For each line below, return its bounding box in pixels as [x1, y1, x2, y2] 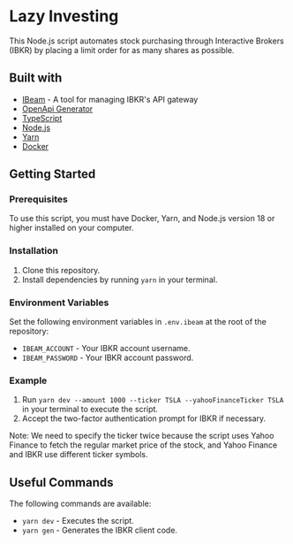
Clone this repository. [21, 264, 101, 275]
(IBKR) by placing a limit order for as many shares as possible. [9, 44, 235, 55]
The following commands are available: [9, 498, 152, 510]
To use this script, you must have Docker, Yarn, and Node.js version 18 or [9, 213, 275, 224]
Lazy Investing [9, 6, 119, 27]
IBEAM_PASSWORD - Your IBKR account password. [21, 352, 194, 364]
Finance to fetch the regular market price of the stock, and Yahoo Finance [9, 440, 278, 450]
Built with [9, 71, 63, 86]
